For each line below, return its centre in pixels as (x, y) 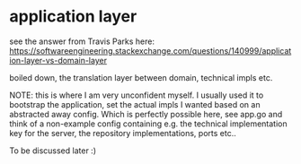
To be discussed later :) (53, 151)
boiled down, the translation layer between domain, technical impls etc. (141, 77)
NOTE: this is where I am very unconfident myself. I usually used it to (137, 95)
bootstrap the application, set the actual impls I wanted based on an (135, 104)
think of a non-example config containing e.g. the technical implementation (148, 124)
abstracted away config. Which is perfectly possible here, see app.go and (146, 114)
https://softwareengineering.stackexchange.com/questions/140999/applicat (150, 50)
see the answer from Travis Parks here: (82, 41)
